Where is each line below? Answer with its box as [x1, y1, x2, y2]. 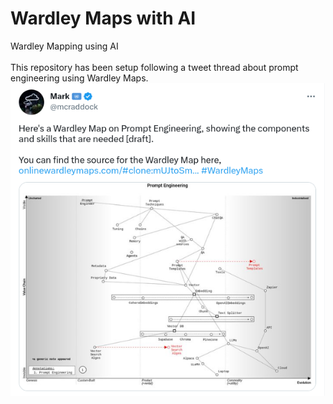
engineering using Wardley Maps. [10, 72, 149, 84]
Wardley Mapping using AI [10, 40, 119, 52]
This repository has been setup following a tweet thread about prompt [10, 61, 299, 73]
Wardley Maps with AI [10, 7, 197, 30]
